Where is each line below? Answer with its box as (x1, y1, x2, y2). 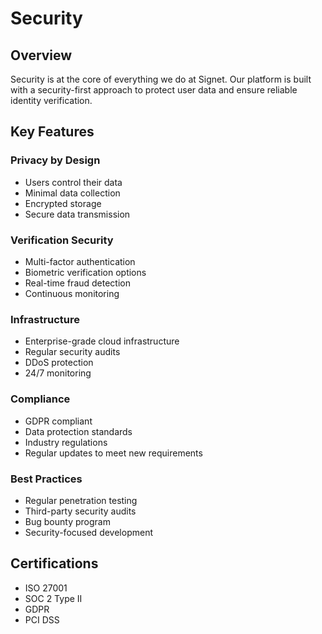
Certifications (10, 555, 99, 572)
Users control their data (24, 176, 123, 188)
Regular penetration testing (24, 494, 138, 506)
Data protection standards (24, 425, 133, 437)
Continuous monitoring (24, 287, 120, 299)
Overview (10, 47, 73, 64)
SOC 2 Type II (24, 592, 83, 604)
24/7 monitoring (24, 367, 92, 379)
